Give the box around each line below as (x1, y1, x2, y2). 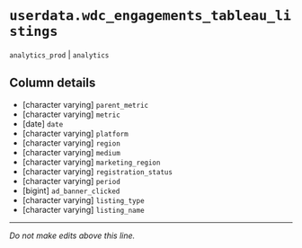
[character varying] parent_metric (22, 99, 149, 110)
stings (9, 23, 58, 40)
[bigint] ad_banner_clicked (22, 185, 120, 196)
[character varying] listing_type (22, 194, 146, 205)
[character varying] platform (22, 128, 129, 138)
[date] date (22, 118, 64, 128)
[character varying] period (22, 175, 121, 186)
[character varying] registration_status (22, 165, 173, 177)
